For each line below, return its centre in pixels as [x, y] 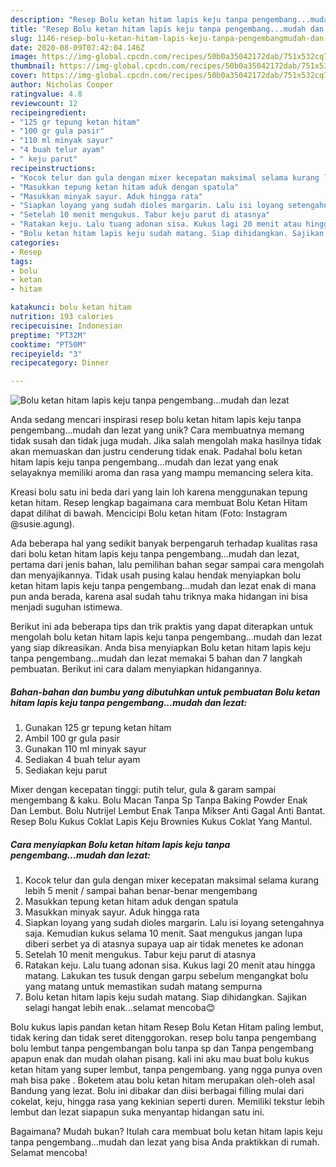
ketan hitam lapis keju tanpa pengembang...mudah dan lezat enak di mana [163, 586]
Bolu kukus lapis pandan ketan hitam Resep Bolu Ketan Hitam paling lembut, [167, 1027]
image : [24, 57]
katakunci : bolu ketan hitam [71, 307]
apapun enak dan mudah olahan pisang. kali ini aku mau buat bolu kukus [160, 1059]
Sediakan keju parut [66, 770]
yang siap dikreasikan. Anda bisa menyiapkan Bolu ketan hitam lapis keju [160, 648]
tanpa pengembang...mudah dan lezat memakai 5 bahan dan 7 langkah [156, 658]
